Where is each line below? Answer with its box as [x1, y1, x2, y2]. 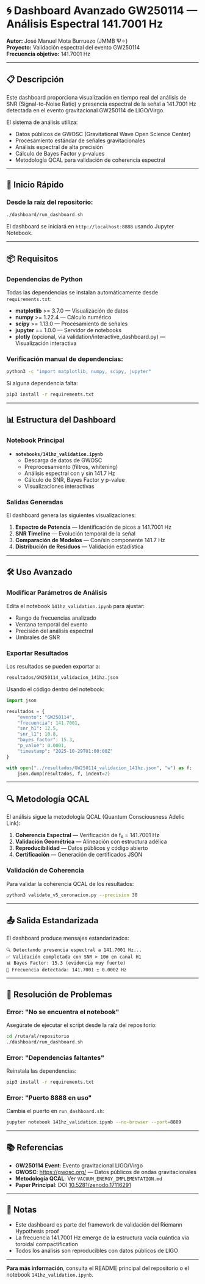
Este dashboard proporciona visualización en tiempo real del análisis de [6, 93, 187, 101]
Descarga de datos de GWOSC [24, 456, 103, 464]
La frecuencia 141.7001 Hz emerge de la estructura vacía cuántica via [15, 1234, 189, 1241]
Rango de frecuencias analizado [15, 614, 96, 622]
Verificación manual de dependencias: [6, 355, 123, 363]
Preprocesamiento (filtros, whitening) [24, 463, 118, 470]
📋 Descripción [6, 74, 64, 85]
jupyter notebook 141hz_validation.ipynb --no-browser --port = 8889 [6, 1119, 182, 1125]
